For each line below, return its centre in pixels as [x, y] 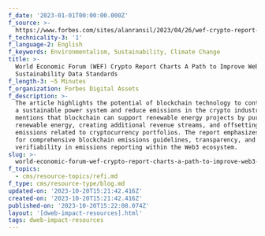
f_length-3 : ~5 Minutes [47, 81]
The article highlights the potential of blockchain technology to [129, 103]
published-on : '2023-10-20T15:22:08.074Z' [79, 205]
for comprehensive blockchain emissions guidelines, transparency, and [136, 140]
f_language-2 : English [45, 45]
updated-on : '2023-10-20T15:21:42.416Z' [76, 191]
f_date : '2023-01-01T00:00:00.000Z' [68, 15]
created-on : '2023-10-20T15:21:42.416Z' [76, 198]
